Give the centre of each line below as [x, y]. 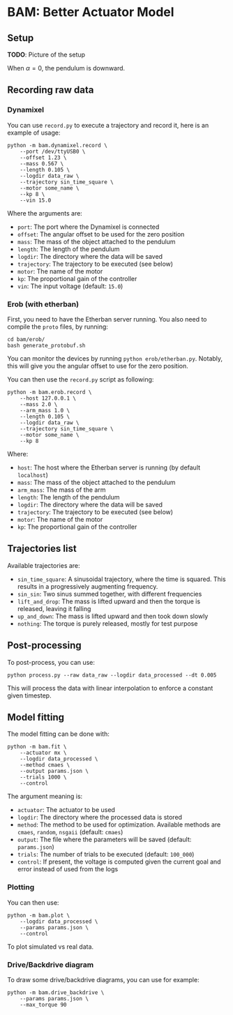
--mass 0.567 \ [42, 164]
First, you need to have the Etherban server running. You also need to [107, 319]
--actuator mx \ [44, 753]
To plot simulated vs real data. [51, 947]
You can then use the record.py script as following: [81, 379]
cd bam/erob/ [26, 339]
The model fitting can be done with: [59, 734]
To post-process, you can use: [51, 662]
